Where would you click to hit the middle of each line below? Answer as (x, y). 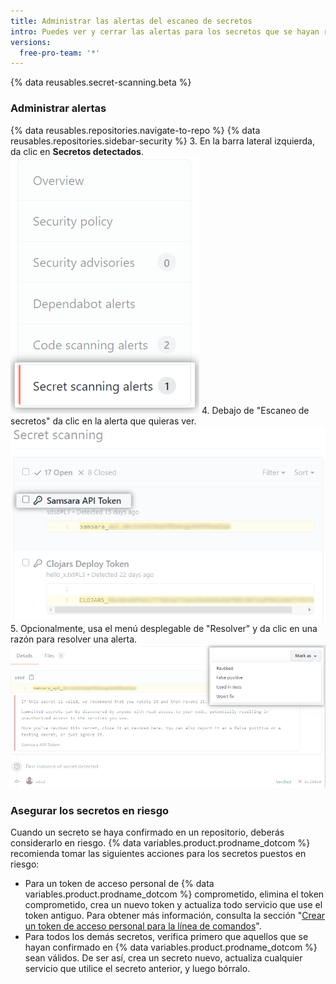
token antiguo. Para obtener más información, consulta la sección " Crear (175, 916)
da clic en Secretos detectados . (77, 151)
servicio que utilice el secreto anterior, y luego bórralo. (137, 969)
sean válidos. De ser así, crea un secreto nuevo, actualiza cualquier (163, 958)
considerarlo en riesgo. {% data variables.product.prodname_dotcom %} (160, 843)
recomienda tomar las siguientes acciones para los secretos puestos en (158, 854)
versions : (31, 42)
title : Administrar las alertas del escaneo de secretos (131, 21)
